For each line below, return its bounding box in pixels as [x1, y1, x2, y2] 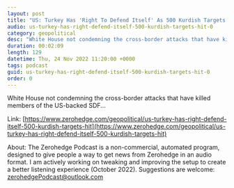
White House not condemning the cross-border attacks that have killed [7, 94, 211, 102]
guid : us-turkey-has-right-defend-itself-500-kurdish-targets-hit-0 [7, 68, 210, 75]
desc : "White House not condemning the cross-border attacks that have [7, 36, 219, 43]
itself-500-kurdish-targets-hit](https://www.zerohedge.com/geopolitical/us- [7, 123, 226, 131]
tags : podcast [7, 62, 49, 69]
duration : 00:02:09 [7, 42, 64, 49]
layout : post [7, 10, 45, 17]
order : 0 [7, 75, 33, 82]
